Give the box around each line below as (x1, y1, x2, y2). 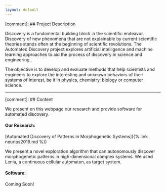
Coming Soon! (5, 181, 35, 187)
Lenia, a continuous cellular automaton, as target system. (5, 159, 122, 165)
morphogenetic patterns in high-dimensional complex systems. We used (5, 153, 153, 159)
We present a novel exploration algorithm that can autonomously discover (5, 148, 156, 154)
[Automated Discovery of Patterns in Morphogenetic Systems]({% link (5, 133, 148, 139)
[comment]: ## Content (5, 96, 53, 102)
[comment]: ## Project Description (5, 21, 76, 27)
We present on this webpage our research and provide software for (5, 106, 142, 112)
